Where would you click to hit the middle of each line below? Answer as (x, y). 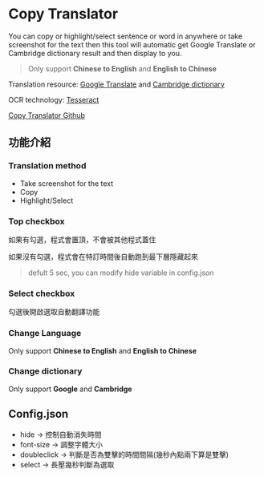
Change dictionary (45, 371)
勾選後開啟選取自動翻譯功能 (54, 312)
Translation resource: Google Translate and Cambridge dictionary (116, 84)
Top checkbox (37, 221)
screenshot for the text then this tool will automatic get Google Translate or (132, 44)
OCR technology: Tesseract (54, 99)
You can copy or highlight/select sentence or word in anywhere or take (126, 36)
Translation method (47, 166)
